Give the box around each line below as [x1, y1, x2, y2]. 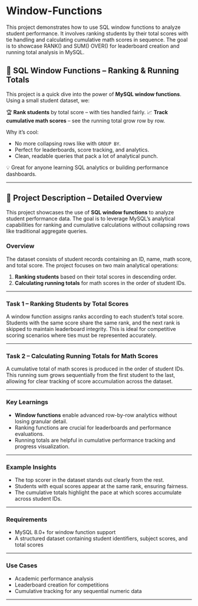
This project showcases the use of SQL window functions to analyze [6, 208, 174, 216]
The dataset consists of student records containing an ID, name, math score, [6, 255, 192, 263]
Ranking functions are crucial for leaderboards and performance [14, 424, 171, 431]
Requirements [6, 515, 48, 524]
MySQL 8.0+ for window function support [14, 529, 116, 536]
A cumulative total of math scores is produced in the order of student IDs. [6, 365, 184, 372]
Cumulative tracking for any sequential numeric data [14, 587, 143, 594]
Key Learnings [6, 398, 49, 406]
